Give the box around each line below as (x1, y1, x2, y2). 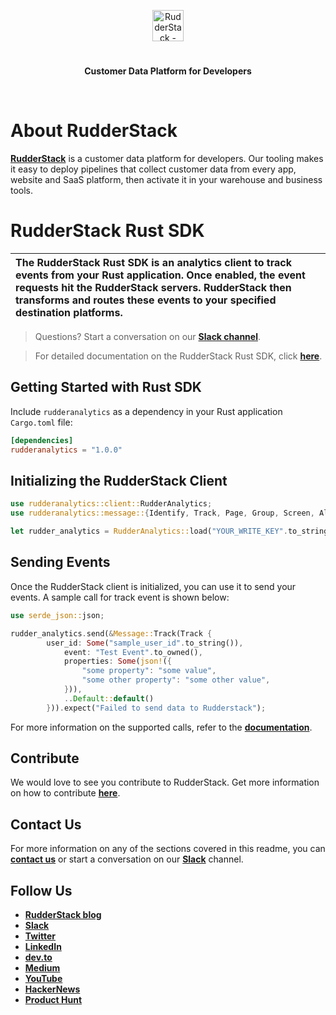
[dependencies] (10, 435, 74, 445)
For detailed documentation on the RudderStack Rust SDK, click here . (34, 350, 323, 362)
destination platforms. (15, 306, 123, 320)
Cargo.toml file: (10, 416, 73, 428)
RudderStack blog (24, 909, 102, 921)
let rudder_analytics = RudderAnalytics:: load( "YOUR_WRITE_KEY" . (10, 526, 288, 537)
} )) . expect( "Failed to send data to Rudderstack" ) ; (46, 703, 267, 713)
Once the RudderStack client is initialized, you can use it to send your (10, 580, 297, 592)
